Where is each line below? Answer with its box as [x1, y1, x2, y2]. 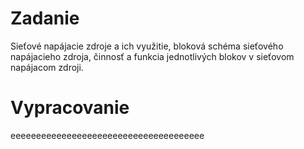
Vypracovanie [10, 97, 130, 119]
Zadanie [10, 7, 80, 30]
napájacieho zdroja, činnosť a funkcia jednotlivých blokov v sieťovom [10, 50, 295, 62]
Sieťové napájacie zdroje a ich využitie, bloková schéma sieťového [10, 40, 284, 52]
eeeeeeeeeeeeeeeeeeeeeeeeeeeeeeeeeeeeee [10, 129, 205, 141]
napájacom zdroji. [10, 61, 84, 73]
